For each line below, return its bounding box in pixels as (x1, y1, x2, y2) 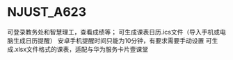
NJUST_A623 (7, 4, 87, 20)
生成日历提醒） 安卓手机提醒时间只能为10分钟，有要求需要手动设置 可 (13, 36, 212, 45)
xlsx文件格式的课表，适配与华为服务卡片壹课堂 (15, 45, 149, 53)
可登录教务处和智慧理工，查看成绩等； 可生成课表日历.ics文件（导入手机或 (7, 28, 220, 36)
